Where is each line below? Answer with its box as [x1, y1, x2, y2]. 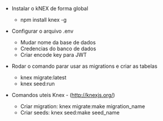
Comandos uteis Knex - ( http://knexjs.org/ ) [11, 92, 115, 98]
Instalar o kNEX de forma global [11, 5, 89, 12]
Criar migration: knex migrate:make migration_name [20, 103, 145, 110]
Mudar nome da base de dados [20, 39, 96, 46]
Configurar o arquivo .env [11, 27, 74, 34]
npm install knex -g [20, 16, 67, 23]
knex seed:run [20, 80, 56, 87]
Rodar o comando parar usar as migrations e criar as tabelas [11, 63, 158, 70]
